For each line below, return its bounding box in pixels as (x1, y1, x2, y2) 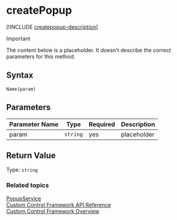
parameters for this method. (6, 53, 76, 60)
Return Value (6, 150, 56, 160)
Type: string (6, 166, 38, 173)
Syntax (6, 70, 34, 81)
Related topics (6, 181, 49, 190)
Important (6, 35, 31, 42)
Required (88, 120, 115, 129)
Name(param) (6, 86, 36, 92)
